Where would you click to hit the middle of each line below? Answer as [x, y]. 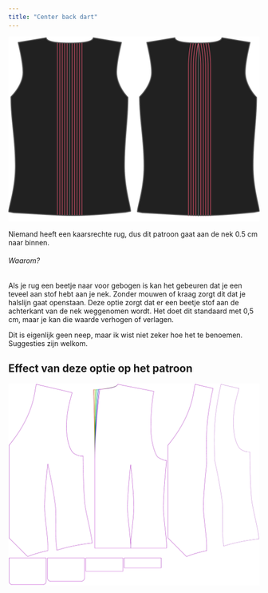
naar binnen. [29, 242]
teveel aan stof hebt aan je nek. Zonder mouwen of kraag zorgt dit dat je [127, 294]
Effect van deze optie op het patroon [100, 369]
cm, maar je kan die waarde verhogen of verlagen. [91, 319]
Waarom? [24, 261]
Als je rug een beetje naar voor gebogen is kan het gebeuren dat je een [125, 285]
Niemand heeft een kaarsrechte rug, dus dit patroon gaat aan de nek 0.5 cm [133, 234]
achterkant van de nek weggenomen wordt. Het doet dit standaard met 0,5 [131, 311]
